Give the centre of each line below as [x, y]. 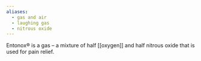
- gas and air [29, 17]
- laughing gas [31, 23]
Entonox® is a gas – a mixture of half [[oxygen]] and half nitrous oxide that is [100, 45]
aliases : [17, 12]
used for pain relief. [30, 52]
